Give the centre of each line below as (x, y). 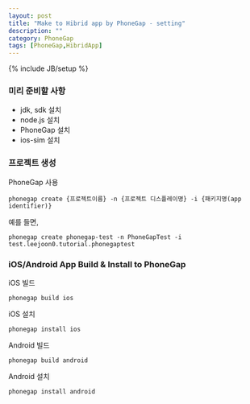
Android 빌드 (29, 345)
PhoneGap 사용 (33, 182)
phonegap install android (52, 392)
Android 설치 (29, 377)
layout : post (30, 16)
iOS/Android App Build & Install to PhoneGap (97, 264)
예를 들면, (23, 221)
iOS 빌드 (22, 283)
